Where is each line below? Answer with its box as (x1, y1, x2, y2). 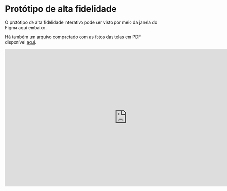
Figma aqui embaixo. (5, 24, 47, 30)
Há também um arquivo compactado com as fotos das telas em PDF (5, 34, 141, 40)
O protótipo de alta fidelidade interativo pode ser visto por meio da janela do (5, 19, 158, 25)
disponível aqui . (5, 39, 37, 45)
